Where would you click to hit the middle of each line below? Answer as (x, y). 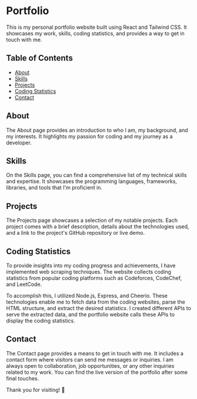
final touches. (23, 378)
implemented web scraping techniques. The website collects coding (89, 272)
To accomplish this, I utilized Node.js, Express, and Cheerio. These (87, 296)
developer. (19, 142)
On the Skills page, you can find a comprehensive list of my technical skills (96, 175)
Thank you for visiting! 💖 (36, 390)
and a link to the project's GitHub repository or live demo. (76, 233)
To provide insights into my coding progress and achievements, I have (91, 265)
